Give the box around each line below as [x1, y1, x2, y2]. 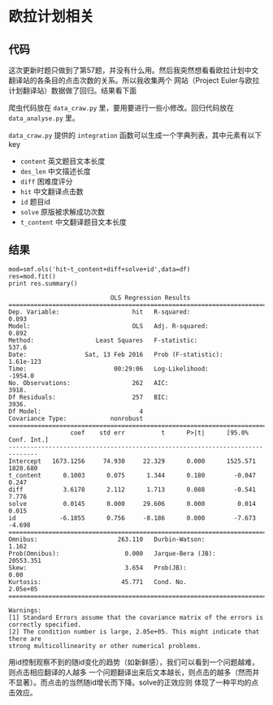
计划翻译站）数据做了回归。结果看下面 [8, 86, 136, 95]
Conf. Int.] [8, 435, 49, 443]
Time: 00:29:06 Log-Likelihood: [8, 365, 209, 373]
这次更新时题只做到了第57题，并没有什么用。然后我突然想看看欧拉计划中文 [8, 66, 259, 75]
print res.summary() [8, 279, 79, 288]
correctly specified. [8, 621, 82, 629]
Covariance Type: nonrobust [8, 414, 144, 422]
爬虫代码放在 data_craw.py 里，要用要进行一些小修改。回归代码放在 [8, 103, 234, 112]
